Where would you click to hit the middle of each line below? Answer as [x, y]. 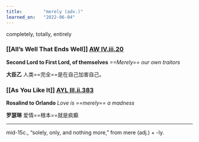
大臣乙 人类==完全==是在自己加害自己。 [55, 74]
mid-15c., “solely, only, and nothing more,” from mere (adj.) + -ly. [85, 133]
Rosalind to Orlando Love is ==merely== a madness [70, 103]
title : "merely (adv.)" [45, 12]
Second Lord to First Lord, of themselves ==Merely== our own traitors [93, 62]
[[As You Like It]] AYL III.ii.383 [50, 90]
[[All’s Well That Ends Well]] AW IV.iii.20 [65, 49]
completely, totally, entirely [39, 34]
